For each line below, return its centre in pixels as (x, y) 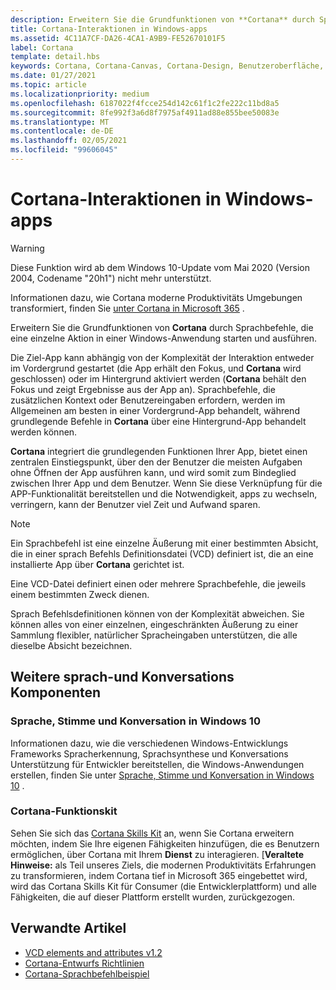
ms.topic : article (48, 85)
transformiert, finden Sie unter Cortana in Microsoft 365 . (127, 308)
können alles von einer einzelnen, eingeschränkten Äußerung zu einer (154, 624)
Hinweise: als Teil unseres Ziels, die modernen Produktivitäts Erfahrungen (163, 865)
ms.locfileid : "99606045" (64, 150)
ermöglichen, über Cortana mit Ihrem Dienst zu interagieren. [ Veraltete (157, 854)
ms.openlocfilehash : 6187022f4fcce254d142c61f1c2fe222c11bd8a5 (145, 103)
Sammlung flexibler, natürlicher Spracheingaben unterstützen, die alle (154, 635)
